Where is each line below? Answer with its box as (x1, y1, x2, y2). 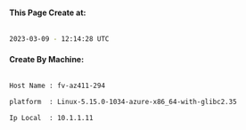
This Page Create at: (9, 7, 86, 18)
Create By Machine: (9, 53, 85, 64)
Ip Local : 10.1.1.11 (9, 114, 94, 123)
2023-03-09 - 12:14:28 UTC (9, 35, 110, 44)
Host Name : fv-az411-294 (9, 81, 105, 91)
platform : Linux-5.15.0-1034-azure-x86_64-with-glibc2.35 (9, 98, 238, 107)
